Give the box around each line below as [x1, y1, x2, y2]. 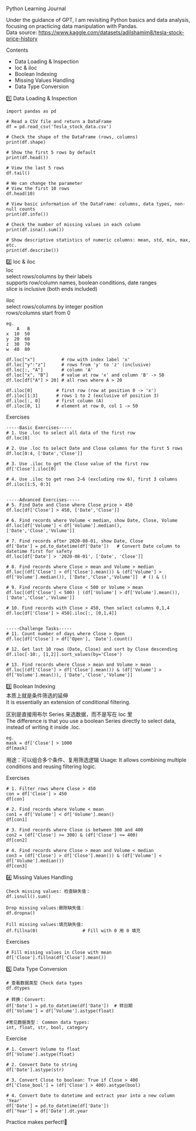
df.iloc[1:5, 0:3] [6, 482, 51, 487]
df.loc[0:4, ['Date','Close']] [6, 450, 83, 456]
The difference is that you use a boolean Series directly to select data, [6, 718, 177, 724]
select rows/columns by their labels [6, 273, 92, 280]
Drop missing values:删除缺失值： [6, 905, 85, 911]
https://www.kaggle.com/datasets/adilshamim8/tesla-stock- [38, 29, 184, 36]
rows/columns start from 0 [6, 309, 71, 316]
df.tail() [6, 170, 31, 176]
